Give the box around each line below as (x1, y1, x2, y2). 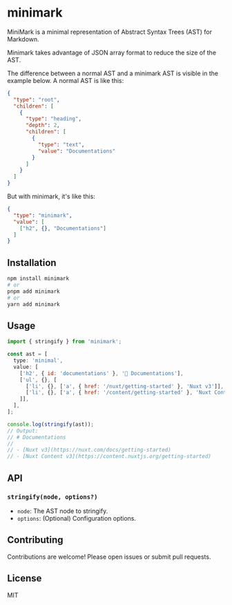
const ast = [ (7, 351, 48, 358)
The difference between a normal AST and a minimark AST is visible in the (7, 69, 219, 77)
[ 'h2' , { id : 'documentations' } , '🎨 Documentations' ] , (19, 369, 184, 377)
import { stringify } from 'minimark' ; (7, 338, 122, 345)
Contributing (7, 534, 64, 546)
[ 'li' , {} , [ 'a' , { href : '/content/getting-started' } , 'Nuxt (25, 389, 212, 396)
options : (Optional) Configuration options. (17, 514, 137, 522)
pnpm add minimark (7, 288, 60, 295)
